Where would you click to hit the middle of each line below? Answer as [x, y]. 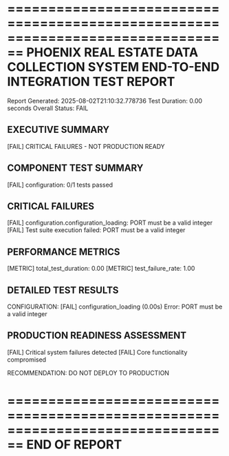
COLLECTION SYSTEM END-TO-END [113, 67]
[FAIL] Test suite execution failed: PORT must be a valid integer [96, 230]
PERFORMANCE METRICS [64, 252]
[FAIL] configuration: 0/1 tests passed [60, 185]
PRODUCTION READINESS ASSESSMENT [97, 336]
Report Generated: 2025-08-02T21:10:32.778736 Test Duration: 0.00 [105, 101]
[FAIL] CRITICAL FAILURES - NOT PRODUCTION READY [86, 146]
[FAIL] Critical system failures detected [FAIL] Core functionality [97, 352]
